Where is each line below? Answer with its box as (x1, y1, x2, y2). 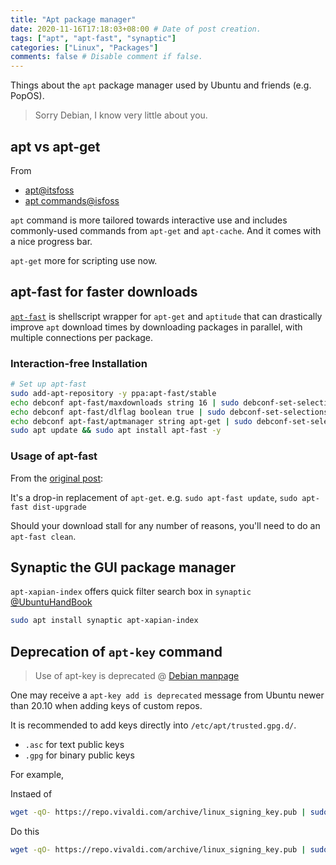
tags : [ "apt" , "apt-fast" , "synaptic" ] (10, 33, 177, 43)
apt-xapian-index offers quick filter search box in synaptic (10, 586, 252, 598)
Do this (10, 825, 40, 837)
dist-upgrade (32, 502, 87, 512)
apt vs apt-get (10, 138, 101, 155)
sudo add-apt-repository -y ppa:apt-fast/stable (10, 388, 217, 398)
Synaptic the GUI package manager (10, 559, 236, 576)
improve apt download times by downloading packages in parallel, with (10, 321, 303, 333)
